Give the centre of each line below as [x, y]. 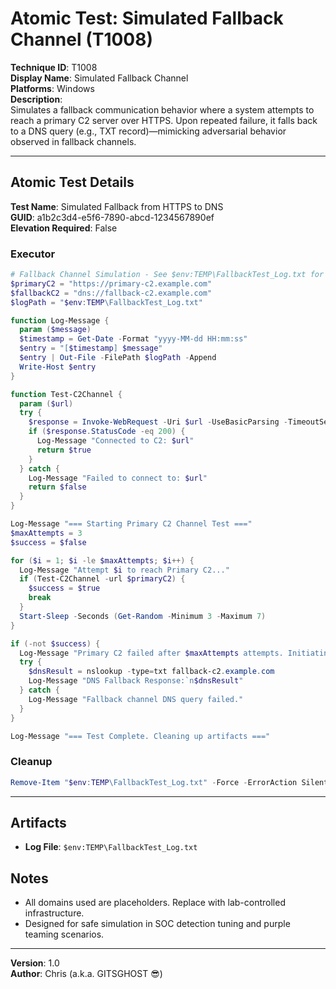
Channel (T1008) [82, 39]
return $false [57, 487]
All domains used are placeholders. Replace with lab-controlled [155, 903]
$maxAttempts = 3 [46, 533]
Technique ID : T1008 [54, 67]
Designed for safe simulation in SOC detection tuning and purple [157, 924]
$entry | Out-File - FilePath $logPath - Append [118, 358]
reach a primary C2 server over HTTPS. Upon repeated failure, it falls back [164, 120]
